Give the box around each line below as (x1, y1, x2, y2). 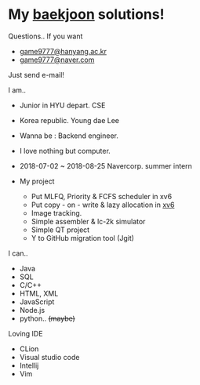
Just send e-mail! (8, 70, 65, 79)
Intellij (19, 361, 39, 370)
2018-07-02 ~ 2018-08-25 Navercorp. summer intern (19, 161, 192, 170)
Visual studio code (19, 352, 80, 361)
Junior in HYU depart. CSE (19, 100, 106, 110)
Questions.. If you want (8, 31, 83, 41)
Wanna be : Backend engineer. (19, 131, 119, 140)
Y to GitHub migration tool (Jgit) (31, 233, 135, 242)
